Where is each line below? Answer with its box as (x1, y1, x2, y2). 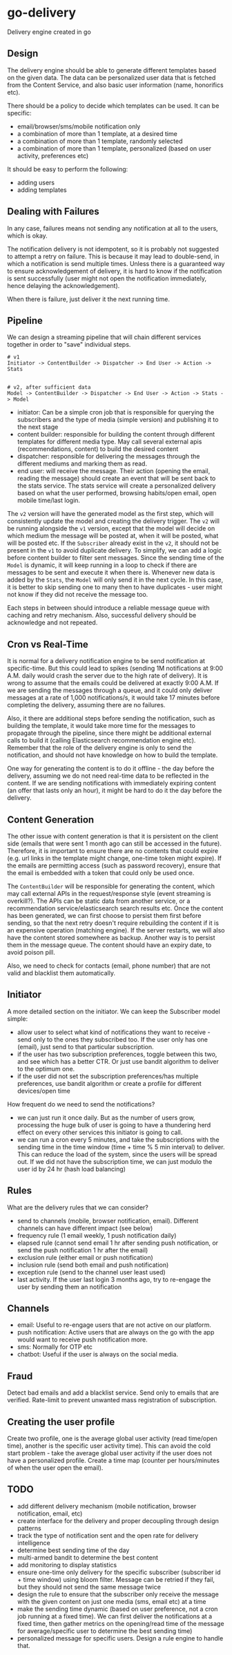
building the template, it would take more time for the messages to (7, 722, 195, 730)
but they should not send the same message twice (17, 1582, 161, 1591)
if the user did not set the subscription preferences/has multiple (17, 1072, 199, 1080)
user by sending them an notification (17, 1283, 122, 1291)
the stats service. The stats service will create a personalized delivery (17, 481, 216, 490)
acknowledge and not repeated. (7, 618, 98, 626)
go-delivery (7, 5, 77, 21)
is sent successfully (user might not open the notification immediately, (7, 274, 207, 283)
